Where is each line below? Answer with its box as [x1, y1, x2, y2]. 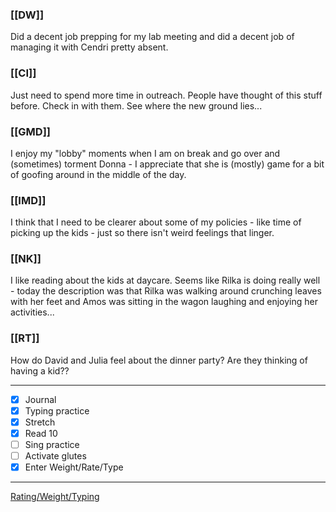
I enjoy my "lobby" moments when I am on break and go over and [10, 147, 281, 159]
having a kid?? [10, 364, 70, 377]
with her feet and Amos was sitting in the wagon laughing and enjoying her [10, 296, 318, 308]
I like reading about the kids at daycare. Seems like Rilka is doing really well [10, 274, 321, 287]
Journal [24, 393, 57, 405]
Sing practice [24, 439, 80, 451]
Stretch [24, 416, 56, 428]
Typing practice [24, 404, 90, 417]
